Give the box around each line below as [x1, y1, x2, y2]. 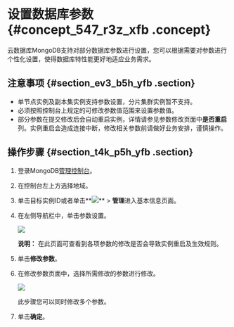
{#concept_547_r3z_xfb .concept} [7, 22, 212, 38]
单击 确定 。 [17, 312, 49, 321]
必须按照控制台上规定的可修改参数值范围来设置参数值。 [17, 106, 178, 115]
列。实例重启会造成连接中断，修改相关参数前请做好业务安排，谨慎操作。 [17, 124, 227, 132]
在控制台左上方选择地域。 [17, 181, 92, 190]
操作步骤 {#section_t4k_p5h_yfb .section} [7, 146, 194, 158]
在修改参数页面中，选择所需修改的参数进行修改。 [17, 269, 160, 278]
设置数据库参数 [7, 6, 94, 23]
